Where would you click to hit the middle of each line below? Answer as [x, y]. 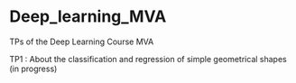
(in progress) [33, 69]
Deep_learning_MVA [88, 17]
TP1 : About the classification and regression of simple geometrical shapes [148, 59]
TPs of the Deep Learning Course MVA [82, 41]
